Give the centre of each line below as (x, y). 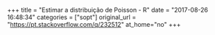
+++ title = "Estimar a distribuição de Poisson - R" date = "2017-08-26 (108, 10)
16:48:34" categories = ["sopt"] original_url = (72, 17)
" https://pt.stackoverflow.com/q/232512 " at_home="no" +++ (94, 24)
